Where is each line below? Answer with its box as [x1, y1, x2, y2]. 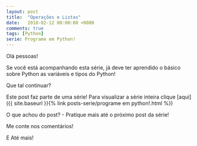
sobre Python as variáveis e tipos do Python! [6, 71, 116, 77]
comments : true [6, 25, 44, 31]
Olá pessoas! [6, 53, 39, 59]
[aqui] [176, 93, 192, 100]
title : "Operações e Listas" [6, 14, 82, 20]
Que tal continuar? [6, 82, 52, 89]
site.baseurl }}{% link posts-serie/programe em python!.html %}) [14, 100, 173, 107]
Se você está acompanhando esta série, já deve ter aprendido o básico [6, 64, 181, 71]
